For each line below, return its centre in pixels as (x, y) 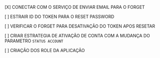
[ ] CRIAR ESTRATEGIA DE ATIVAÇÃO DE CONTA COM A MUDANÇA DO (77, 36)
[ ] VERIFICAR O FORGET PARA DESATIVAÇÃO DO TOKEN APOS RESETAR (80, 26)
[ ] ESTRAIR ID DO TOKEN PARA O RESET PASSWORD (59, 16)
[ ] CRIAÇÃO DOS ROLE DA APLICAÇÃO (45, 50)
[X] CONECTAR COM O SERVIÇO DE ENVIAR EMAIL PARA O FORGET (75, 7)
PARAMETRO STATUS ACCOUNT (34, 41)
